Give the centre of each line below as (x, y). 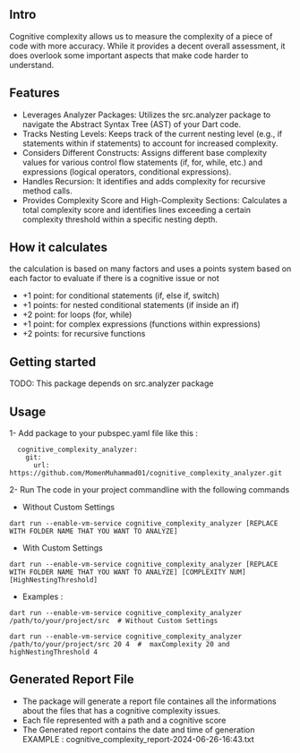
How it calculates (58, 248)
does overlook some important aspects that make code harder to (129, 55)
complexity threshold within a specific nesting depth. (120, 219)
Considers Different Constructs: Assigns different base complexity (144, 152)
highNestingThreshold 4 (54, 653)
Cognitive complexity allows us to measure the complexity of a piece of (141, 36)
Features (34, 93)
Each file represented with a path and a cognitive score (124, 720)
